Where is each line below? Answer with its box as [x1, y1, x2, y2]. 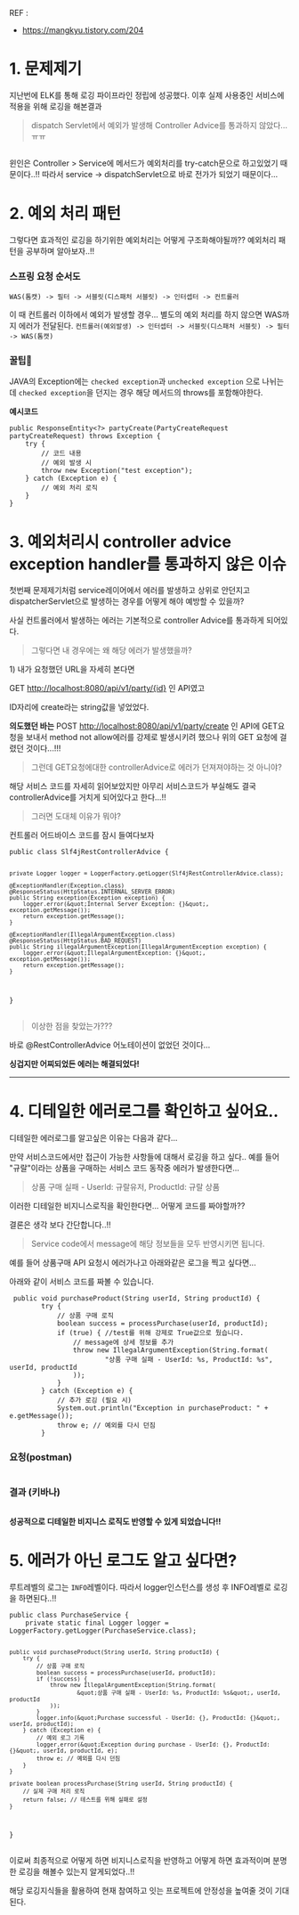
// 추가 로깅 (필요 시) [56, 1396, 132, 1406]
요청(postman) [9, 1451, 73, 1463]
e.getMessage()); [9, 1412, 74, 1421]
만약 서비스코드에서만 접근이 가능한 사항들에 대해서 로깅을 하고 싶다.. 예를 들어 [9, 1152, 280, 1162]
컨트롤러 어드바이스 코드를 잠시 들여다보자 [9, 830, 155, 841]
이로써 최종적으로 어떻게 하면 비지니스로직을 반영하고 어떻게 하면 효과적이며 [9, 1855, 271, 1866]
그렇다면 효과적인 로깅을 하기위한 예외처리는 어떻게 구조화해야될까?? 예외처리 [9, 234, 277, 245]
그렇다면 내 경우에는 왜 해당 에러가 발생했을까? [30, 645, 193, 656]
